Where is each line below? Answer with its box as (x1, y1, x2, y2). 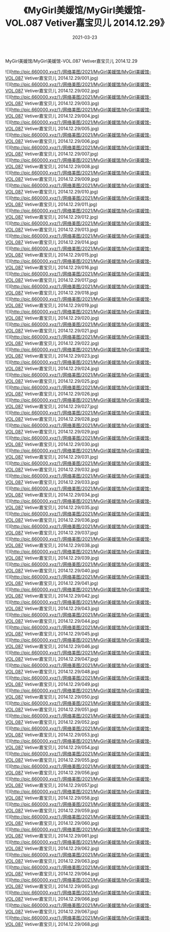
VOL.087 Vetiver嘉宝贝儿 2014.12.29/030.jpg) (5, 441, 99, 447)
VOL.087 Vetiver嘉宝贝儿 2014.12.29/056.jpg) (5, 769, 99, 775)
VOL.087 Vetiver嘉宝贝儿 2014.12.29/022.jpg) (5, 340, 99, 346)
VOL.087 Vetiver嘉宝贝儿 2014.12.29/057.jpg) (5, 782, 98, 788)
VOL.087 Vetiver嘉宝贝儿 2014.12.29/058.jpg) (5, 795, 99, 801)
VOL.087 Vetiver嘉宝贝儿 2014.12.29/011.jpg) (5, 201, 97, 207)
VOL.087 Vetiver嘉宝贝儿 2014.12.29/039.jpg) (5, 555, 99, 561)
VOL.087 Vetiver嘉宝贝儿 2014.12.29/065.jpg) (5, 883, 99, 889)
